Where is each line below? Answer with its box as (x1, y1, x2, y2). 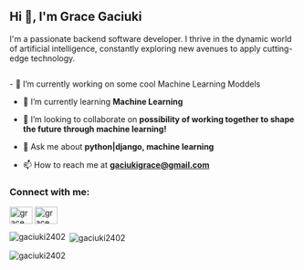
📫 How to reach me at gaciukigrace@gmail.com (22, 159, 210, 170)
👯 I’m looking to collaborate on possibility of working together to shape (22, 113, 295, 124)
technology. (30, 52, 76, 64)
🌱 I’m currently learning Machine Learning (22, 96, 183, 107)
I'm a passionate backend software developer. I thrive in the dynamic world (9, 33, 292, 44)
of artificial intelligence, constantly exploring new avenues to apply (9, 43, 261, 54)
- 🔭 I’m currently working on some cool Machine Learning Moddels (9, 78, 261, 89)
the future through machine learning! (22, 123, 167, 134)
